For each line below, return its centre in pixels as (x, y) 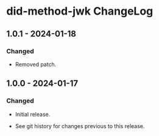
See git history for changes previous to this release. (80, 126)
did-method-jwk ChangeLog (80, 11)
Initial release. (33, 114)
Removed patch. (36, 64)
